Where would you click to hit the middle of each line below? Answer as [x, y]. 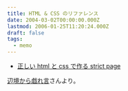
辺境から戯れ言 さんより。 [43, 81]
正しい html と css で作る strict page [69, 66]
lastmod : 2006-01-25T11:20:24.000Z [58, 26]
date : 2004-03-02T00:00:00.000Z [53, 20]
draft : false [26, 33]
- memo [23, 45]
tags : [15, 39]
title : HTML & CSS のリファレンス [53, 13]
